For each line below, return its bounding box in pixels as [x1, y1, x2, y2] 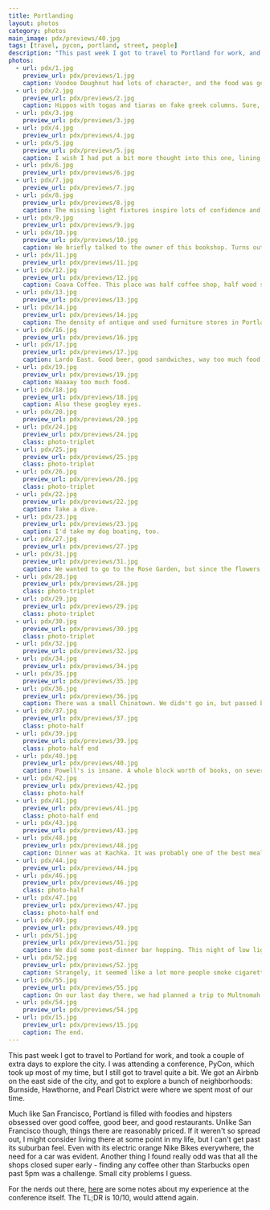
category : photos [8, 27, 67, 35]
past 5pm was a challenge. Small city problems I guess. [8, 1168, 193, 1178]
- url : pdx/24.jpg [15, 423, 78, 431]
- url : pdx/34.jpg [15, 654, 78, 663]
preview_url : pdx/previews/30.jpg [22, 625, 138, 633]
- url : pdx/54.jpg [15, 999, 78, 1007]
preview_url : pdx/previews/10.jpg [22, 236, 138, 244]
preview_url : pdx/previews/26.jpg [22, 475, 138, 483]
